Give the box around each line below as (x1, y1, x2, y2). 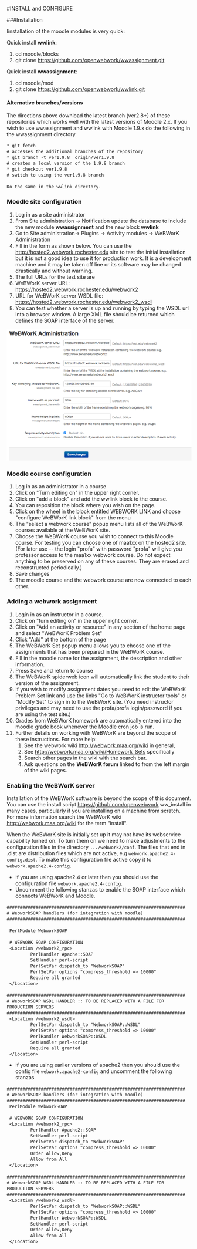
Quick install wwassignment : (6, 68, 78, 75)
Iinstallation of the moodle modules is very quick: (6, 28, 125, 35)
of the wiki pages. (23, 767, 67, 774)
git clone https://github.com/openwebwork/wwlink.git (15, 86, 145, 93)
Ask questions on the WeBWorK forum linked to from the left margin (23, 760, 190, 768)
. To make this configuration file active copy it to (35, 856, 152, 863)
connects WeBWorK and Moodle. (15, 892, 96, 899)
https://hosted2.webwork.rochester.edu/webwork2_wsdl (15, 298, 152, 305)
